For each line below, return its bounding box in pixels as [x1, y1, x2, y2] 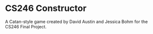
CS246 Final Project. [5, 23, 47, 29]
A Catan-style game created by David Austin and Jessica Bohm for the [5, 19, 148, 24]
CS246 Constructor [5, 3, 87, 14]
